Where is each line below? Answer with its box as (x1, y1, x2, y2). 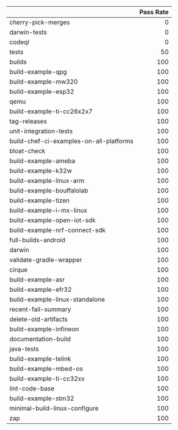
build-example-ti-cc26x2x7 (9, 107, 93, 115)
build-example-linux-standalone (9, 295, 105, 303)
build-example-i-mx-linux (9, 206, 88, 214)
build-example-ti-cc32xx (9, 375, 85, 382)
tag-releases (9, 117, 48, 125)
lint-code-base (9, 384, 55, 392)
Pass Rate (139, 8, 169, 16)
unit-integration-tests (9, 127, 73, 135)
